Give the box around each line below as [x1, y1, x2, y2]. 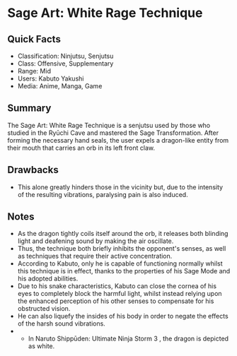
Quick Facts [7, 33, 62, 45]
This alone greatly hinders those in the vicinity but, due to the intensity [17, 182, 224, 191]
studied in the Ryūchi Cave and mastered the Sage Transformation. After [7, 129, 219, 137]
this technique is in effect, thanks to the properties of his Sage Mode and [17, 267, 231, 275]
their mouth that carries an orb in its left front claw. [7, 143, 156, 152]
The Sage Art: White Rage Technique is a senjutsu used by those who [7, 121, 211, 129]
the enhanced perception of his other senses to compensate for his [17, 297, 214, 305]
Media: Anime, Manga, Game [17, 82, 103, 90]
